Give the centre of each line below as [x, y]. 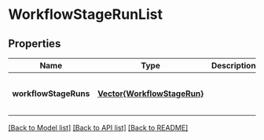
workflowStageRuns [51, 94]
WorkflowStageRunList [86, 15]
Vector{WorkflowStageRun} [150, 94]
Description [234, 66]
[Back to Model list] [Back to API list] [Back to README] [98, 128]
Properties [35, 44]
